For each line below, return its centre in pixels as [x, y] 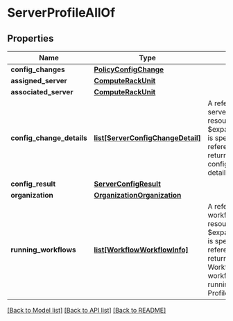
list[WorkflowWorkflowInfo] [141, 250]
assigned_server [39, 81]
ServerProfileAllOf [61, 13]
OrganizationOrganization [138, 195]
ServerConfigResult [127, 184]
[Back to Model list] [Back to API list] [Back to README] [87, 310]
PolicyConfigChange [129, 69]
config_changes [38, 69]
